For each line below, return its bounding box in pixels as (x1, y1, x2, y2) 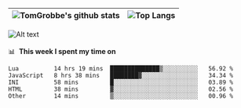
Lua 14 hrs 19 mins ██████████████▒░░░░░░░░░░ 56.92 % (8, 65, 234, 73)
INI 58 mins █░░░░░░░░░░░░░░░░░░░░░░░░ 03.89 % (8, 78, 234, 86)
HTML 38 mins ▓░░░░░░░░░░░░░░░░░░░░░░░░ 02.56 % (8, 85, 234, 93)
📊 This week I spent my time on (8, 47, 116, 56)
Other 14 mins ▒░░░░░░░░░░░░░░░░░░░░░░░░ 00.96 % (8, 92, 234, 100)
